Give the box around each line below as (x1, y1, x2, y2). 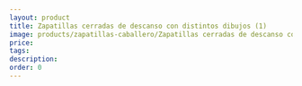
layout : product (9, 13, 70, 22)
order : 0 (9, 64, 42, 73)
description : (9, 55, 58, 64)
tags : (9, 47, 30, 56)
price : (9, 38, 34, 47)
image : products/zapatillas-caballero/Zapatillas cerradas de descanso (9, 30, 283, 39)
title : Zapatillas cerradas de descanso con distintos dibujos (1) (9, 21, 268, 30)
